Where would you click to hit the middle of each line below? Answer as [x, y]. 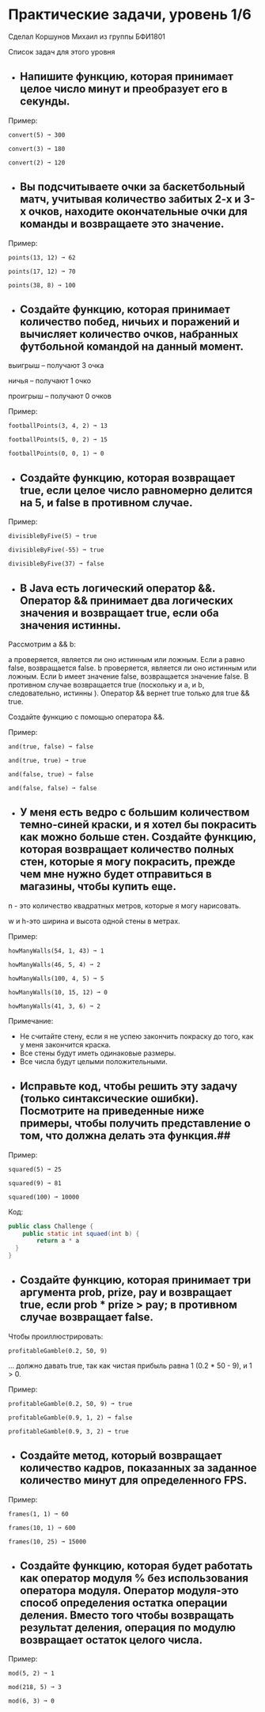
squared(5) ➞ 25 [35, 1169]
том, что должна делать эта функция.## [125, 1136]
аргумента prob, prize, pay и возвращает [126, 1292]
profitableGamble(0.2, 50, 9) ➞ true [70, 1403]
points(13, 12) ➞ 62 [42, 258]
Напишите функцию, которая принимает [126, 77]
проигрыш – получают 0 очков [60, 396]
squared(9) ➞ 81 [35, 1183]
